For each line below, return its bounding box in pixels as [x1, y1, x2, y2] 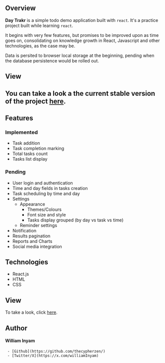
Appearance [19, 201, 46, 207]
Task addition [12, 140, 40, 146]
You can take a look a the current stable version [5, 89, 156, 98]
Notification [12, 227, 36, 233]
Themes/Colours [27, 206, 62, 212]
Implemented [5, 129, 38, 136]
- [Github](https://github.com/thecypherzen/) [7, 349, 106, 354]
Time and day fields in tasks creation [12, 185, 88, 191]
